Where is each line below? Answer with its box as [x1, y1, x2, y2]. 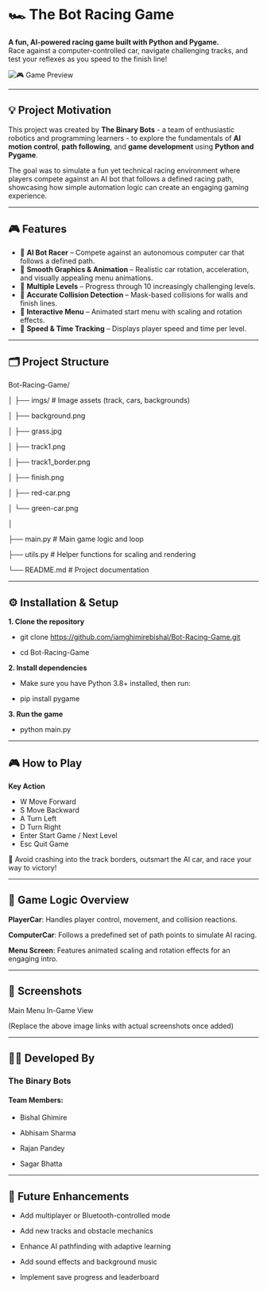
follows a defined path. [19, 255, 95, 266]
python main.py [19, 725, 72, 735]
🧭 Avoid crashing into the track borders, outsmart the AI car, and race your [8, 855, 252, 863]
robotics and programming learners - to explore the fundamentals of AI [8, 133, 241, 142]
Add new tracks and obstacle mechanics [19, 1226, 153, 1235]
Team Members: [8, 1095, 64, 1105]
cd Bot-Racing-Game [19, 648, 90, 657]
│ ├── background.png [8, 411, 86, 421]
